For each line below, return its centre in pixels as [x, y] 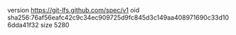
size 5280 [55, 25]
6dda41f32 [23, 25]
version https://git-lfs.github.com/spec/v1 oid [74, 10]
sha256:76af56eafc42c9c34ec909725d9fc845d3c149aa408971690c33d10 [118, 17]
